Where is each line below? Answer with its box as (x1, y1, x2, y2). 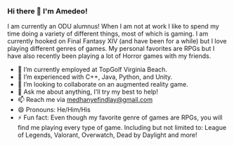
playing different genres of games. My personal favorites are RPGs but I (7, 45, 215, 53)
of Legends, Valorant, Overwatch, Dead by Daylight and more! (17, 131, 198, 139)
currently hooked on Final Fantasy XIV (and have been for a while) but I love (7, 37, 227, 45)
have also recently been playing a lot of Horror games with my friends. (7, 52, 212, 60)
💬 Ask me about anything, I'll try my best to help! (17, 87, 158, 96)
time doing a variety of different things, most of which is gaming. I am (7, 29, 209, 38)
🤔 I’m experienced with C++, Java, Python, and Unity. (17, 73, 173, 81)
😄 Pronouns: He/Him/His (17, 105, 91, 114)
